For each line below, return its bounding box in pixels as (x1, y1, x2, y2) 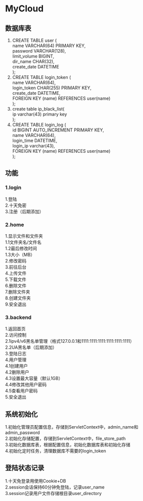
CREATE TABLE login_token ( (12, 74, 71, 80)
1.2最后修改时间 (5, 245, 37, 251)
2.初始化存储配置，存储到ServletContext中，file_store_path (5, 436, 126, 441)
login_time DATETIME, (12, 137, 57, 143)
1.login (5, 184, 21, 191)
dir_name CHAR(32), (12, 59, 55, 64)
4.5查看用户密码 (5, 388, 38, 394)
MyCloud (5, 3, 44, 14)
